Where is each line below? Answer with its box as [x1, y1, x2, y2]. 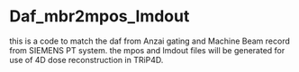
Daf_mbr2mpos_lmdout [9, 6, 190, 27]
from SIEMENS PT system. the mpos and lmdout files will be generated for [9, 44, 285, 55]
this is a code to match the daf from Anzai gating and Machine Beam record [9, 36, 291, 46]
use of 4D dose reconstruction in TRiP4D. [9, 54, 164, 65]
